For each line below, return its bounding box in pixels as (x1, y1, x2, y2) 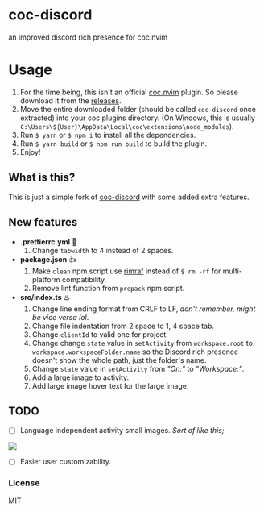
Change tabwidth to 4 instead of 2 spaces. (31, 245, 174, 255)
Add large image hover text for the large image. (31, 381, 189, 390)
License (8, 477, 40, 489)
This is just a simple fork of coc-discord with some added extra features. (8, 192, 250, 202)
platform (31, 274, 60, 284)
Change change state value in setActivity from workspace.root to (31, 338, 254, 348)
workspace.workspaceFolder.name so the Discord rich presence (31, 347, 239, 356)
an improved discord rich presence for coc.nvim (8, 32, 168, 42)
